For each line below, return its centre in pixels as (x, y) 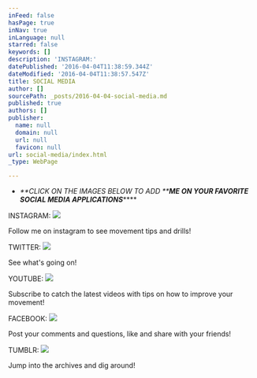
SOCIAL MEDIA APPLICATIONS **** (78, 200)
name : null (33, 125)
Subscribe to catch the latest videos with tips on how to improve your (121, 294)
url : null (31, 140)
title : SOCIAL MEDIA (42, 81)
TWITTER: (25, 247)
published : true (35, 103)
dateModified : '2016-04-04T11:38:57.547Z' (79, 74)
